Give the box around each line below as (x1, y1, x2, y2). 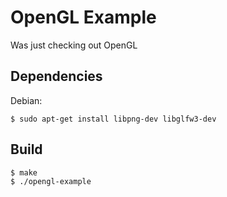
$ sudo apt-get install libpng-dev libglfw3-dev (10, 114, 217, 124)
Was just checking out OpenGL (10, 39, 138, 51)
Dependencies (10, 68, 103, 85)
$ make (10, 167, 38, 178)
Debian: (10, 94, 43, 106)
